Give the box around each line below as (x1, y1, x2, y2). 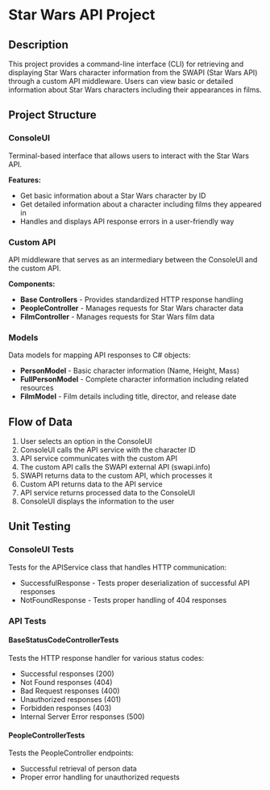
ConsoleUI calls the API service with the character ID (19, 445, 196, 455)
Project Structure (8, 108, 97, 122)
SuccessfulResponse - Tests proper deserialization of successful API (19, 578, 250, 587)
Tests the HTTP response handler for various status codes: (8, 653, 205, 663)
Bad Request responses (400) (19, 686, 120, 696)
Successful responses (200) (19, 668, 114, 679)
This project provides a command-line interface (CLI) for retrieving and (8, 59, 244, 69)
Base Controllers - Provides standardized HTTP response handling (19, 295, 243, 304)
